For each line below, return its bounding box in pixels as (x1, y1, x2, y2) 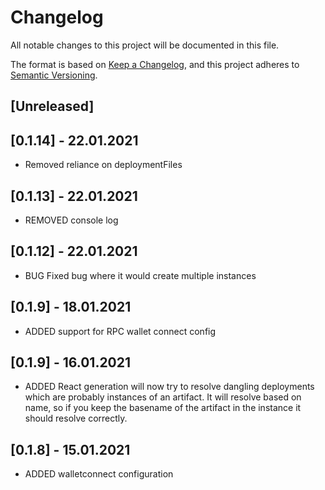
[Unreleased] (10, 98, 95, 115)
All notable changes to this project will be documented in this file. (10, 39, 280, 51)
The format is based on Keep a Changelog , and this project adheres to (10, 58, 300, 70)
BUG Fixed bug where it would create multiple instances (24, 269, 257, 281)
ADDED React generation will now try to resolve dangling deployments (24, 381, 315, 393)
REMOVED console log (24, 214, 119, 226)
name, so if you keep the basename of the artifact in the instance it (24, 402, 302, 414)
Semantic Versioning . (10, 69, 98, 81)
